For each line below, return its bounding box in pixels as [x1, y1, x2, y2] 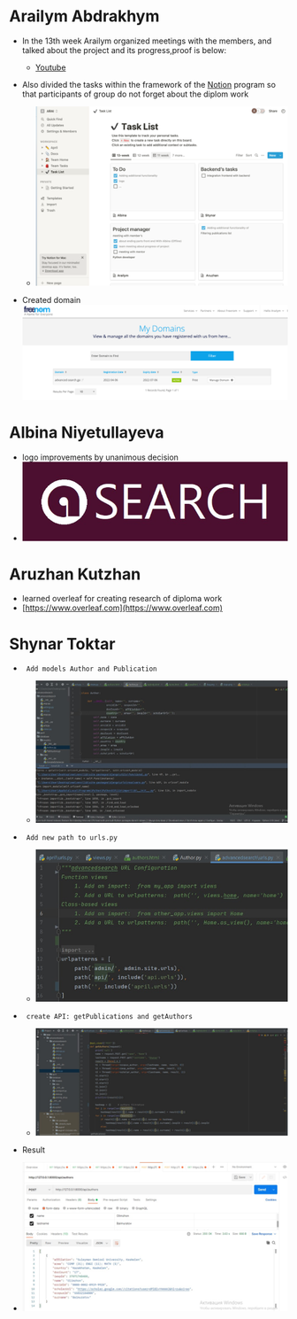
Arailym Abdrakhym [9, 6, 160, 27]
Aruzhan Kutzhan [9, 564, 141, 584]
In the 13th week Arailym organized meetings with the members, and [21, 35, 272, 46]
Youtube [34, 62, 66, 73]
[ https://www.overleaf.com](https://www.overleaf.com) [21, 602, 224, 613]
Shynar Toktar [9, 633, 116, 654]
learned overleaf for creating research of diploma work [21, 594, 223, 604]
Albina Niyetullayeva [9, 423, 164, 442]
